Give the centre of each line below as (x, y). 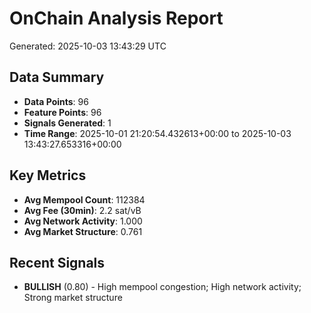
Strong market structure (73, 298)
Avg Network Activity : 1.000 (83, 221)
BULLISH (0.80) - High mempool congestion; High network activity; (162, 287)
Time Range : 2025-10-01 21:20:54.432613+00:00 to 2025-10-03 (157, 133)
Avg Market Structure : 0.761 (83, 231)
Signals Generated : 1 (67, 123)
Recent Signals (57, 262)
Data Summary (57, 77)
